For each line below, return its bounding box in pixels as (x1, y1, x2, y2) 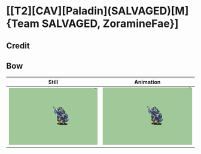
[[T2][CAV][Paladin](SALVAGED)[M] (6, 4, 189, 18)
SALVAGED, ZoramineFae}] (41, 17, 179, 30)
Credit (6, 41, 30, 51)
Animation (134, 78, 161, 85)
